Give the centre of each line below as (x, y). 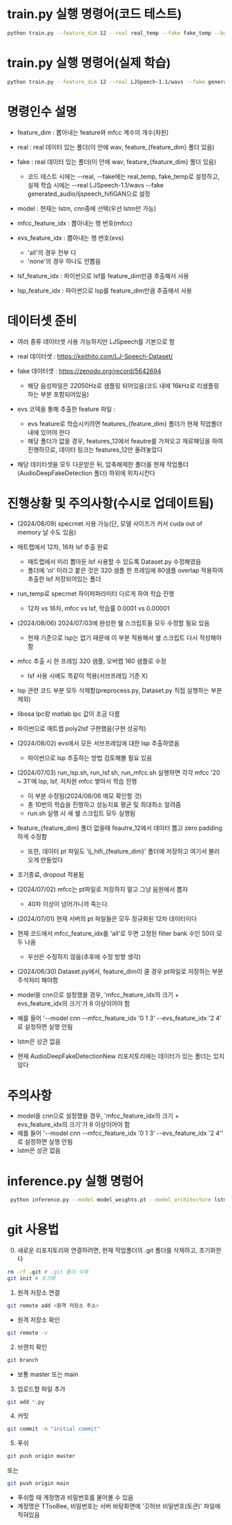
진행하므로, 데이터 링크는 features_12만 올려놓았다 (95, 450)
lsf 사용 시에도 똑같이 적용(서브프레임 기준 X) (88, 676)
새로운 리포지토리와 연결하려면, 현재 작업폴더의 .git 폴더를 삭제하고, (107, 1250)
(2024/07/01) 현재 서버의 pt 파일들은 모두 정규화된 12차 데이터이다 (107, 919)
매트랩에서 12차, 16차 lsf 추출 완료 (62, 547)
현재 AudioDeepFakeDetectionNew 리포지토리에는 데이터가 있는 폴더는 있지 (121, 1056)
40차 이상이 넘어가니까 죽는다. (68, 904)
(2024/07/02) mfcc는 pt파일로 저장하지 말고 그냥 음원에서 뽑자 (103, 889)
